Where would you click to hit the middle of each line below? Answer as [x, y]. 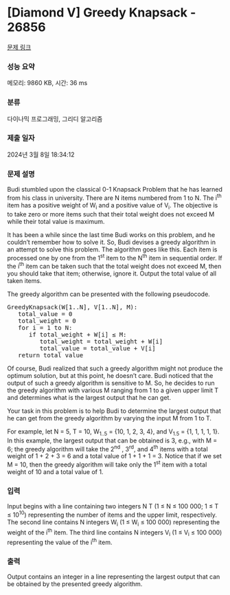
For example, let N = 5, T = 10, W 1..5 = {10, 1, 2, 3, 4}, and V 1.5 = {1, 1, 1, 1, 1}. [113, 432]
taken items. [24, 280]
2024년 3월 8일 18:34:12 [41, 154]
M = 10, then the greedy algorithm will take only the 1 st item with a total [107, 464]
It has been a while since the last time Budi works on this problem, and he [111, 234]
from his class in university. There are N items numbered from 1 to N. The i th [114, 197]
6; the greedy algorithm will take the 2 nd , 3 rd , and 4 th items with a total [107, 448]
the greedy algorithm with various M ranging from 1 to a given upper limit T [113, 390]
